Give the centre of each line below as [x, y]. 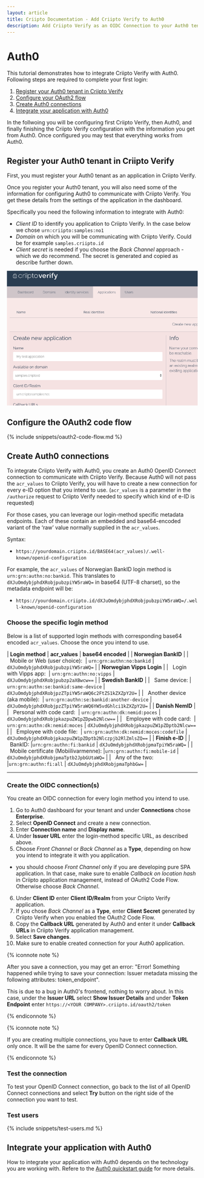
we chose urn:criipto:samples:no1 [60, 230]
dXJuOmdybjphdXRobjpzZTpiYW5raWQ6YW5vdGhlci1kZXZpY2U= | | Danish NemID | [101, 706]
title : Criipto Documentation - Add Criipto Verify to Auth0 [86, 19]
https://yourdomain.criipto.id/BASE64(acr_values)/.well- [90, 552]
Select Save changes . [43, 936]
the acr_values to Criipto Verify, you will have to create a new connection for [102, 484]
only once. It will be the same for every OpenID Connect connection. [92, 1046]
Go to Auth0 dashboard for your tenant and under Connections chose [103, 810]
